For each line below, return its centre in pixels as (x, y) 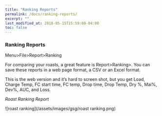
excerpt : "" (17, 19)
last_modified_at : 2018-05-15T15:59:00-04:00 (52, 23)
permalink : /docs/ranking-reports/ (41, 14)
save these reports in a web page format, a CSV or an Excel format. (73, 70)
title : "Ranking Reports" (31, 10)
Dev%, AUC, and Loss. (28, 90)
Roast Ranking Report (27, 99)
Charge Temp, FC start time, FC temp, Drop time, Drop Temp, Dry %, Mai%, (81, 85)
